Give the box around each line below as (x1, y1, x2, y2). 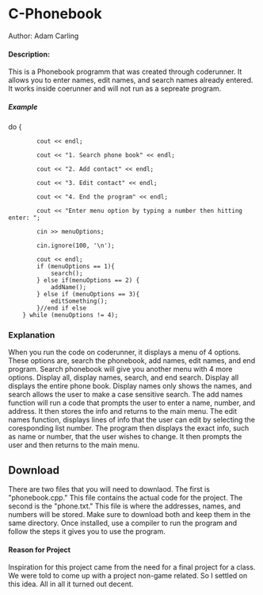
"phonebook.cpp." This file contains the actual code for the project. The (8, 493, 243, 503)
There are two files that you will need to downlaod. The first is (8, 485, 210, 494)
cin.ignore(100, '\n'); (36, 241, 115, 250)
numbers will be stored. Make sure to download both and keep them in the (8, 510, 251, 520)
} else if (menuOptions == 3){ (36, 291, 140, 299)
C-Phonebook (8, 5, 102, 23)
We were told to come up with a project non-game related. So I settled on (8, 571, 248, 581)
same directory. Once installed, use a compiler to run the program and (8, 518, 238, 528)
